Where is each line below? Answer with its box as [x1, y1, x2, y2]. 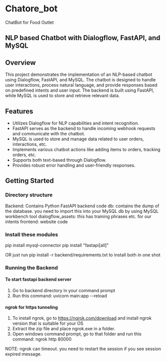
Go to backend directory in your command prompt [12, 288, 115, 294]
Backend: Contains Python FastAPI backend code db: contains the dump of [5, 203, 160, 209]
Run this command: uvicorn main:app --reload [12, 293, 107, 299]
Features [5, 107, 33, 116]
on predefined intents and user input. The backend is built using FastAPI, [5, 87, 155, 93]
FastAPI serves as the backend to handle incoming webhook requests [12, 125, 156, 131]
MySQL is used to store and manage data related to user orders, [12, 136, 144, 142]
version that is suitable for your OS [12, 320, 83, 326]
